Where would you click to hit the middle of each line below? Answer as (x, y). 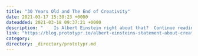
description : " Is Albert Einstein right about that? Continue (91, 28)
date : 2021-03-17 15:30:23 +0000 (47, 17)
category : (18, 38)
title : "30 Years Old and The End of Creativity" (68, 11)
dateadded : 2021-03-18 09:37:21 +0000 (54, 22)
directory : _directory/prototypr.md (51, 44)
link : (13, 33)
